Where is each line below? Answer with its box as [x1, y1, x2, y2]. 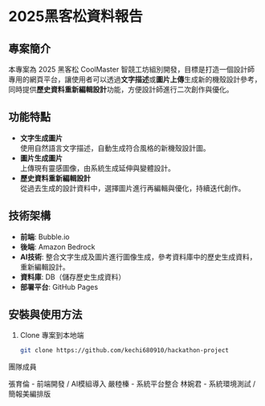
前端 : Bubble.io [19, 232, 70, 242]
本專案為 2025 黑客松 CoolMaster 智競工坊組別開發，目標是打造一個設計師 [8, 65, 255, 74]
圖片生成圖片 [19, 153, 63, 163]
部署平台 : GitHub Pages [19, 282, 99, 291]
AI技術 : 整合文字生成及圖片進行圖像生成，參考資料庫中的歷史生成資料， [19, 252, 257, 262]
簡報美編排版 [8, 389, 51, 399]
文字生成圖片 [19, 133, 63, 143]
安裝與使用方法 [8, 308, 83, 322]
